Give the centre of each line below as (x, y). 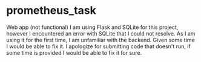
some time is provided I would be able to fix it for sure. (74, 52)
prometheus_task (51, 11)
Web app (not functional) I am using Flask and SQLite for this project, (92, 27)
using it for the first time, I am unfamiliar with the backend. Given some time (100, 40)
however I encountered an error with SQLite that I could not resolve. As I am (101, 33)
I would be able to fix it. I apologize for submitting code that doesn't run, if (98, 46)
